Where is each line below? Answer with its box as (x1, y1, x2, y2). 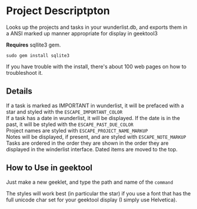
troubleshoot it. (6, 69, 43, 76)
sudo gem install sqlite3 (6, 52, 69, 58)
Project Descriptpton (6, 4, 110, 18)
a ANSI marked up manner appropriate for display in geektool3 (6, 29, 158, 37)
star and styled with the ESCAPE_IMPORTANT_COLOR (6, 108, 123, 115)
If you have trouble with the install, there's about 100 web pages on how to (6, 63, 187, 70)
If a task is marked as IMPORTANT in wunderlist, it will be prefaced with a (6, 102, 184, 109)
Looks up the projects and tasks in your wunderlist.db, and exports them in (6, 24, 188, 31)
